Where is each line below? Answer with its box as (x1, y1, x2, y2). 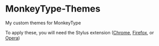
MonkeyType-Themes (5, 3, 101, 15)
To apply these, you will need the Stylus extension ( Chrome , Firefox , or (5, 29, 154, 35)
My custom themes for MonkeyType (5, 20, 82, 26)
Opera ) (5, 35, 20, 41)
